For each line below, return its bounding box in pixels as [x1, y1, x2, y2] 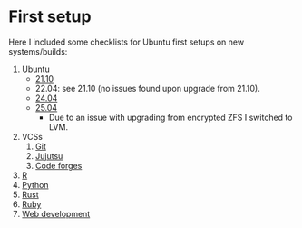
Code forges [34, 160, 83, 171]
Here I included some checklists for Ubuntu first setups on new [8, 36, 245, 47]
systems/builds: [8, 45, 68, 56]
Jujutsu [34, 150, 63, 161]
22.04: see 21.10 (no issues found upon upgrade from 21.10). [34, 83, 260, 94]
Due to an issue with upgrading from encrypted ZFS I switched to [48, 112, 293, 123]
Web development [21, 208, 91, 219]
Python [21, 179, 49, 190]
